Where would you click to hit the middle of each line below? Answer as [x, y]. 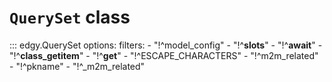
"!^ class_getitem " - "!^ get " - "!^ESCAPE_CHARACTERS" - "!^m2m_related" [164, 55]
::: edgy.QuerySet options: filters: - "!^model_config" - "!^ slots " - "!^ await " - [166, 45]
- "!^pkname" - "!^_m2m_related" [77, 66]
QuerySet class [70, 17]
